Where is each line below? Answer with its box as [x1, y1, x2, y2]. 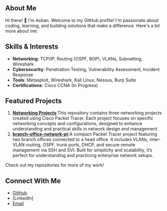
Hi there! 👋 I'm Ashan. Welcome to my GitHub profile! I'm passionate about [5, 17, 159, 23]
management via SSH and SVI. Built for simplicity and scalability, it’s [12, 147, 152, 153]
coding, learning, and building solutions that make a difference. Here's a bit [5, 22, 160, 28]
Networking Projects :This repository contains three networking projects [12, 110, 162, 116]
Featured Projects [5, 97, 62, 105]
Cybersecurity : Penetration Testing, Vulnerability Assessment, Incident [12, 66, 160, 72]
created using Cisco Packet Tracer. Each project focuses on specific [12, 115, 153, 121]
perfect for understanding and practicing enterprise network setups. [12, 152, 153, 158]
